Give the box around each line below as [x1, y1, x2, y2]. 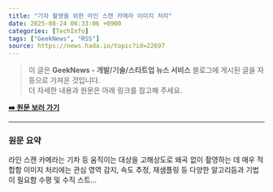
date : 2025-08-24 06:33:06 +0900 [8, 19, 122, 28]
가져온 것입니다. [50, 75, 101, 85]
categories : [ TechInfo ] [8, 27, 89, 35]
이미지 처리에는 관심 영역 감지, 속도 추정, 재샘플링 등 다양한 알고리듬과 [23, 165, 245, 175]
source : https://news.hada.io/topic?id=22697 [8, 42, 165, 50]
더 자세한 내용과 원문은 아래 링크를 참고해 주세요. [28, 86, 183, 96]
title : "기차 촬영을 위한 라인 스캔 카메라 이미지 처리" [8, 11, 173, 20]
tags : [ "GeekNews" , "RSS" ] [8, 34, 100, 43]
